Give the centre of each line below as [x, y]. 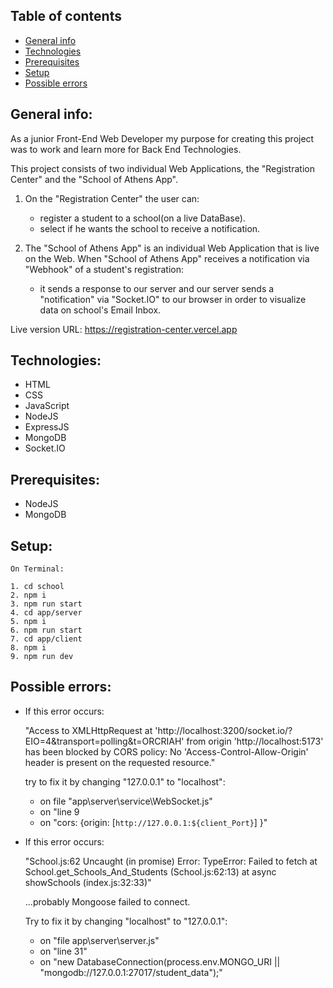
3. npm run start [46, 604]
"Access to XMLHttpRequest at [88, 730]
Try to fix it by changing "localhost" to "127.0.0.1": [126, 921]
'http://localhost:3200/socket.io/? [223, 730]
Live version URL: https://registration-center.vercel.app [124, 329]
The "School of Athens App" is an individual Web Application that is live [172, 248]
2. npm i [28, 595]
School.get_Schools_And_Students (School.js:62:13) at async [150, 871]
